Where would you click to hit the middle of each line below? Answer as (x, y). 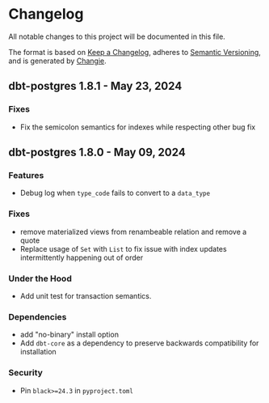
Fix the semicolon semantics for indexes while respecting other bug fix (138, 127)
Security (25, 373)
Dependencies (38, 316)
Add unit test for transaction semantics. (86, 295)
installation (38, 352)
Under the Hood (40, 278)
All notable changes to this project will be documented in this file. (117, 36)
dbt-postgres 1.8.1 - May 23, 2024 (95, 86)
